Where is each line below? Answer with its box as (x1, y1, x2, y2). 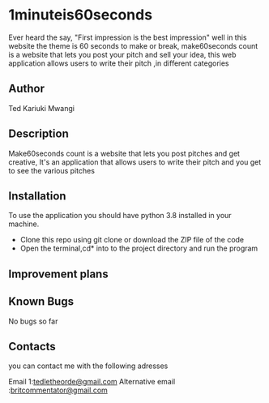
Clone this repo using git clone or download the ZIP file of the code (19, 235, 245, 245)
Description (8, 127, 69, 141)
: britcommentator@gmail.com (8, 385, 108, 395)
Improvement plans (8, 267, 109, 281)
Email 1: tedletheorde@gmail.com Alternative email (8, 377, 176, 387)
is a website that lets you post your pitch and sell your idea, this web (8, 49, 237, 59)
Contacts (8, 339, 57, 354)
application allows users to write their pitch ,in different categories (8, 58, 229, 68)
